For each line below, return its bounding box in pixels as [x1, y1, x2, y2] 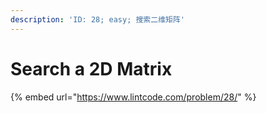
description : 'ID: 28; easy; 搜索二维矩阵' [10, 14, 185, 25]
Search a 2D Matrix [10, 57, 173, 80]
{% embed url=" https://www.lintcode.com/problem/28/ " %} [10, 91, 257, 103]
